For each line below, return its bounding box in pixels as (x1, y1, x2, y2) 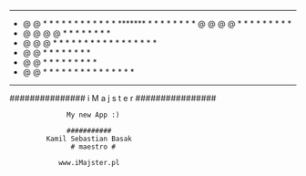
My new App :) (66, 110, 120, 119)
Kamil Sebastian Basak (46, 134, 132, 143)
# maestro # (70, 142, 117, 151)
